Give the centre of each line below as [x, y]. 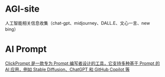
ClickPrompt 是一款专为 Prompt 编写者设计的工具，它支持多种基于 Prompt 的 [82, 63]
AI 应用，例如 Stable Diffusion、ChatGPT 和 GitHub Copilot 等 [68, 69]
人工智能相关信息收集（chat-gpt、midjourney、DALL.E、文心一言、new [78, 23]
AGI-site [22, 9]
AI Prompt [26, 49]
